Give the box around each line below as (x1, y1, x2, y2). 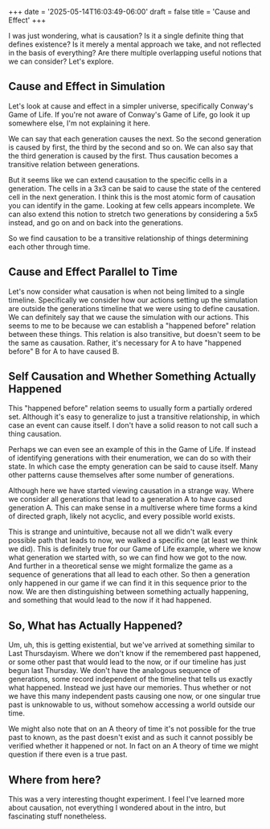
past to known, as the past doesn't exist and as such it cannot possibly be (8, 733, 253, 742)
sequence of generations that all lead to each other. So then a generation (8, 570, 251, 580)
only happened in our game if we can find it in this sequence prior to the (8, 578, 247, 588)
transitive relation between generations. (8, 159, 141, 169)
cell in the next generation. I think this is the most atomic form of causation (8, 192, 256, 202)
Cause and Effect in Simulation (8, 80, 166, 93)
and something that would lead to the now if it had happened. (8, 595, 212, 605)
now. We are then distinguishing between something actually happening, (8, 587, 249, 597)
